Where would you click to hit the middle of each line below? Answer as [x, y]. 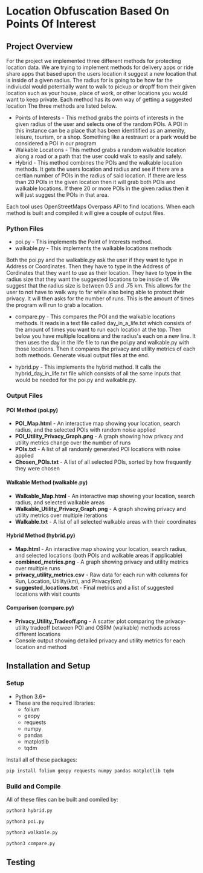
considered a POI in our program [56, 143]
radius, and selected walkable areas [60, 502]
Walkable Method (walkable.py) [47, 483]
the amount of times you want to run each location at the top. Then [98, 330]
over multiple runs [37, 568]
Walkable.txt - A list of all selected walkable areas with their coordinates [105, 521]
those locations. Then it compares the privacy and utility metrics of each [105, 349]
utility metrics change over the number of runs [73, 443]
